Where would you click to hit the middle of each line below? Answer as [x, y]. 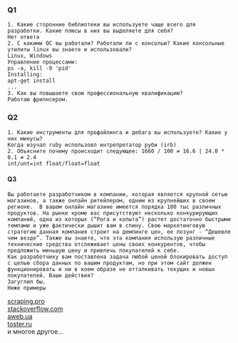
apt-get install [31, 81]
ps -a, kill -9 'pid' [40, 68]
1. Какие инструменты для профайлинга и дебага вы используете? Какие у [118, 132]
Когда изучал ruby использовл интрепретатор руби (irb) [92, 145]
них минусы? [25, 138]
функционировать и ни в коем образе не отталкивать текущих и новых [111, 269]
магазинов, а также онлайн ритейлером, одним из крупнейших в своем [111, 200]
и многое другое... [36, 331]
